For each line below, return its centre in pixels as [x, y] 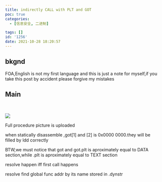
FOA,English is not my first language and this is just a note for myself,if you [81, 73]
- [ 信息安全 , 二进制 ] [29, 23]
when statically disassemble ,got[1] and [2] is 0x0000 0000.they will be [78, 135]
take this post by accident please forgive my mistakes [60, 79]
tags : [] [14, 33]
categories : [17, 19]
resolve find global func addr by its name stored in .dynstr [64, 174]
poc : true [15, 14]
